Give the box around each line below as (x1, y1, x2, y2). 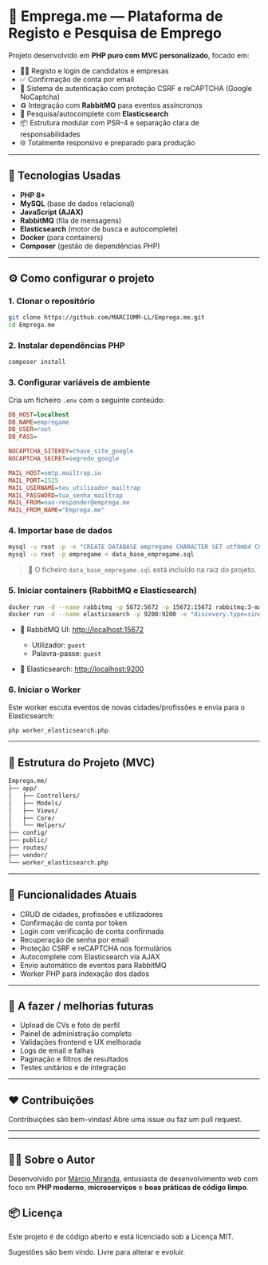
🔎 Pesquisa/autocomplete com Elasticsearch (19, 109, 169, 118)
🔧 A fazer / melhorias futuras (8, 999, 154, 1013)
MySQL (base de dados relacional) (19, 199, 135, 208)
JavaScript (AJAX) (19, 207, 84, 216)
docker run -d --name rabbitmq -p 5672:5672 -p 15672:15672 (8, 603, 213, 611)
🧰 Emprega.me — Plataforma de (8, 7, 223, 26)
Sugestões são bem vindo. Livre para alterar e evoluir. (8, 1247, 186, 1256)
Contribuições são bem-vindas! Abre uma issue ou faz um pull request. (8, 1115, 242, 1125)
